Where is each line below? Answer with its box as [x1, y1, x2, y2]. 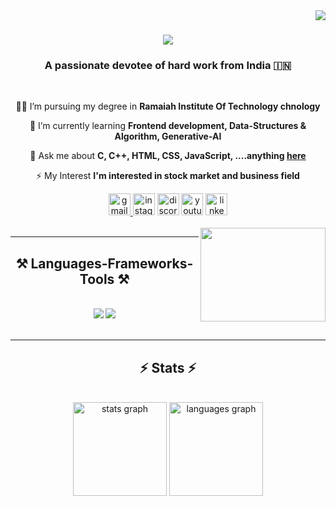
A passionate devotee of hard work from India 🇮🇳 [44, 59, 292, 73]
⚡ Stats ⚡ [139, 359, 197, 376]
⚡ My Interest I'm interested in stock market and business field [36, 170, 300, 182]
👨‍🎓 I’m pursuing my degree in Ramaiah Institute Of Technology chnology [15, 100, 321, 113]
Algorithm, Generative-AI [114, 130, 222, 143]
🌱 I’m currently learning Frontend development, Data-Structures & [29, 120, 307, 132]
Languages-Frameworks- [30, 255, 194, 272]
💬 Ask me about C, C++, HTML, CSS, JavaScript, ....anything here [29, 150, 307, 162]
